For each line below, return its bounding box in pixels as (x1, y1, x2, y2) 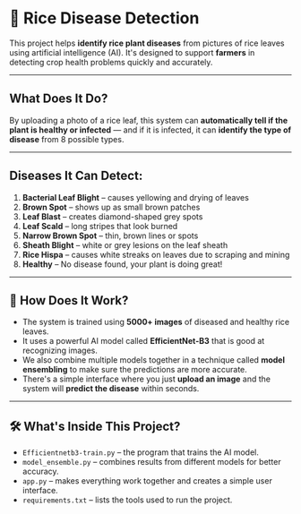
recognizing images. (21, 345, 99, 356)
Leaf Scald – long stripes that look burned (21, 220, 178, 231)
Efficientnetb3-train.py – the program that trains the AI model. (21, 447, 260, 458)
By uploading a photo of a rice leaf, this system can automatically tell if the (9, 115, 288, 125)
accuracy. (21, 466, 60, 477)
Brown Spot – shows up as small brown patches (21, 201, 201, 212)
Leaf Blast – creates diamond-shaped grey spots (21, 210, 203, 222)
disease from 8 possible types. (9, 133, 125, 144)
